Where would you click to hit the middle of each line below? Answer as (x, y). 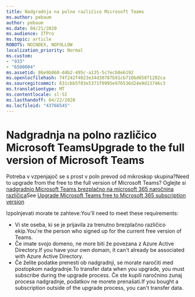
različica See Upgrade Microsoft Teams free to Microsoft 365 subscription (96, 195)
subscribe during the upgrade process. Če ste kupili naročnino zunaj (98, 275)
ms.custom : (20, 56)
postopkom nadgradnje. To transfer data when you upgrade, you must (100, 269)
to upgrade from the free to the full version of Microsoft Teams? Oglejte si (96, 183)
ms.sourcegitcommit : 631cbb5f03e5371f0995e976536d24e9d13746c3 (86, 84)
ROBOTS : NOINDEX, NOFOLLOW (39, 45)
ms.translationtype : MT (36, 89)
